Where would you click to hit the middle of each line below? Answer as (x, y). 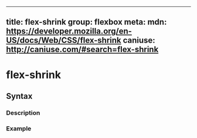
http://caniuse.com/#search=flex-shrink (82, 49)
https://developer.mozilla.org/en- (69, 31)
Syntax (19, 96)
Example (19, 128)
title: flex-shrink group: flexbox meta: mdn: (86, 22)
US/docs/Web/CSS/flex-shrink (64, 41)
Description (23, 113)
